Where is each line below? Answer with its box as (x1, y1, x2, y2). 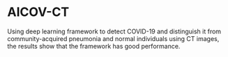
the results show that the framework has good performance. (7, 42, 181, 50)
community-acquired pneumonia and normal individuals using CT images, (7, 34, 220, 42)
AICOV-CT (7, 4, 70, 20)
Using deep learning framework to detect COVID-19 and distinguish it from (7, 27, 222, 35)
